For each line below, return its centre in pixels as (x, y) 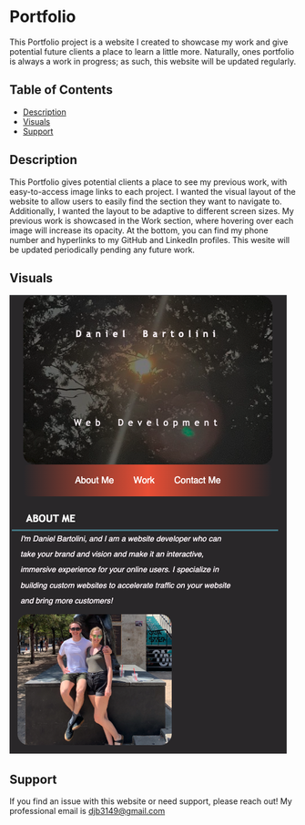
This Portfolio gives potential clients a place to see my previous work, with (148, 182)
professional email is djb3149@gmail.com (87, 811)
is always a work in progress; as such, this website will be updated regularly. (153, 61)
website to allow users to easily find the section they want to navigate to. (146, 201)
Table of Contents (61, 90)
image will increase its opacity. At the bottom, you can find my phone (139, 230)
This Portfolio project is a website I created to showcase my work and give (149, 42)
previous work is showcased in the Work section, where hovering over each (152, 220)
